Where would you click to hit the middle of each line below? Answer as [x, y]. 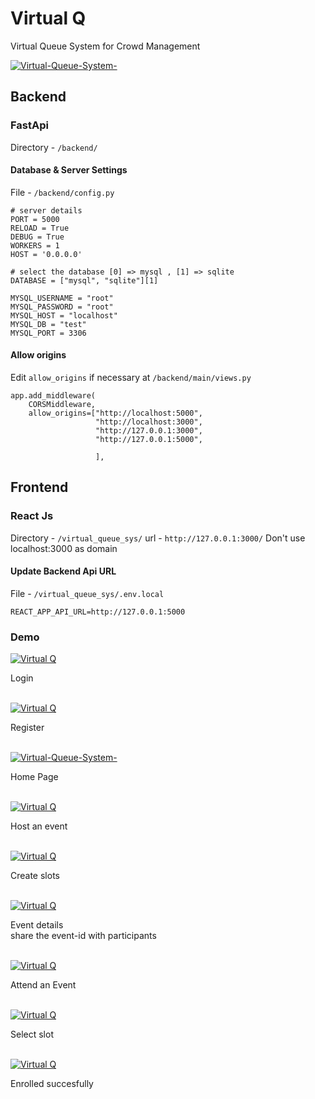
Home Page [34, 777]
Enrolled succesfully [52, 1084]
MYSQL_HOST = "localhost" [64, 315]
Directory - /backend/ [54, 147]
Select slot [32, 1034]
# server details [46, 210]
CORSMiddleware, [62, 405]
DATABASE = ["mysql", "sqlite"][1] [84, 280]
